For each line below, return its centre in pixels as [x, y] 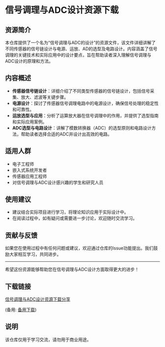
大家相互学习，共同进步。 [35, 254]
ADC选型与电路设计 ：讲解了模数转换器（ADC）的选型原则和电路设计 [82, 128]
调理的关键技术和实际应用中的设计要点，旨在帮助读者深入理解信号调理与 [78, 55]
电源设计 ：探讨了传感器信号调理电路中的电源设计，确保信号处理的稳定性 [85, 103]
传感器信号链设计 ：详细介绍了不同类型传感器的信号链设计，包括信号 [81, 91]
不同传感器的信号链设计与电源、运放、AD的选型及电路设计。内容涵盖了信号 [81, 49]
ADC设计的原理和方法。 [29, 61]
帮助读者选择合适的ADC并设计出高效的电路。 [66, 134]
